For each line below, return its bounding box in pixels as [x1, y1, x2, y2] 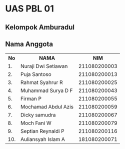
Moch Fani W [20, 119, 51, 126]
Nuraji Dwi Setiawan [20, 63, 68, 70]
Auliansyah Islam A [20, 136, 65, 143]
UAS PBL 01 [5, 3, 54, 14]
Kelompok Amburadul [5, 23, 75, 31]
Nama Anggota [5, 39, 53, 48]
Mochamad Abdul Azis [20, 103, 74, 110]
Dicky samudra [20, 111, 56, 118]
